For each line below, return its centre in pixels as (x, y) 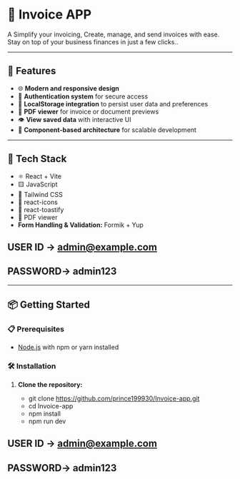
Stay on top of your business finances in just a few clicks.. (93, 41)
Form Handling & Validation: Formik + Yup (81, 225)
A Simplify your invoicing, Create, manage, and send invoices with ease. (114, 34)
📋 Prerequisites (36, 329)
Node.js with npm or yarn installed (68, 347)
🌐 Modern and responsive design (69, 88)
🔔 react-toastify (41, 209)
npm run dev (47, 421)
